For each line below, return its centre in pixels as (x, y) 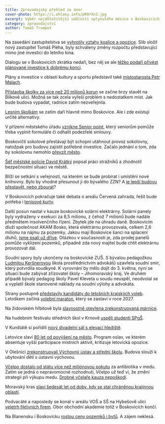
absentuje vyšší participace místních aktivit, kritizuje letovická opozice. (77, 342)
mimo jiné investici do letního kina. (40, 53)
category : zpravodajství (31, 23)
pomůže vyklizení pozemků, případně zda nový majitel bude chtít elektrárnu (82, 243)
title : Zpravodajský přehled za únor (44, 10)
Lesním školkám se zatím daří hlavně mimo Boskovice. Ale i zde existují (77, 112)
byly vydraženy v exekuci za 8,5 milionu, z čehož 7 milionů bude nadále (78, 217)
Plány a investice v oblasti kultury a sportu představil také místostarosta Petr (82, 77)
